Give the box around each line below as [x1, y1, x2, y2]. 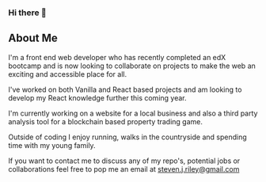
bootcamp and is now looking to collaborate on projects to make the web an [8, 61, 256, 70]
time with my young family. [8, 140, 97, 150]
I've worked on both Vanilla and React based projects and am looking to [8, 85, 242, 94]
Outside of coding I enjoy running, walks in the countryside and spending [8, 132, 247, 142]
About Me [8, 32, 58, 45]
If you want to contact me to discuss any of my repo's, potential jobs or [8, 156, 241, 165]
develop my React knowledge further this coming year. [8, 93, 188, 102]
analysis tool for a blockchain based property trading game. [8, 116, 203, 126]
